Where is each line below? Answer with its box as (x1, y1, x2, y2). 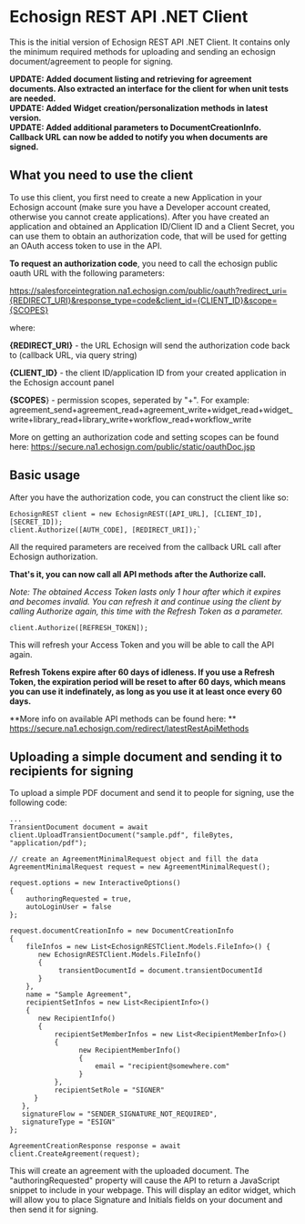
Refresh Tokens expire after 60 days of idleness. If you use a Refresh (9, 667, 275, 678)
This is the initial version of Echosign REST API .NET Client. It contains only (9, 36, 290, 47)
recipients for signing (9, 763, 134, 779)
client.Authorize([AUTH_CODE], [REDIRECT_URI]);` (9, 525, 202, 535)
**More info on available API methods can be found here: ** (9, 713, 237, 724)
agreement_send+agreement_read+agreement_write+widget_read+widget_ (9, 403, 293, 415)
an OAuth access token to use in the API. (9, 240, 162, 251)
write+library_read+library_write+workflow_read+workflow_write (9, 413, 252, 424)
